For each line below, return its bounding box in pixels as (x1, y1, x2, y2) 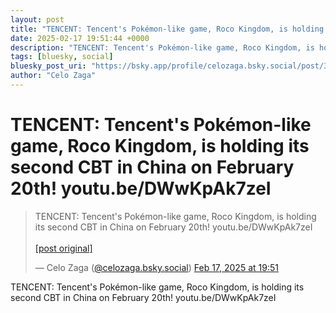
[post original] (34, 242, 93, 254)
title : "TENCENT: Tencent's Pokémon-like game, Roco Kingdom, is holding (10, 24, 325, 34)
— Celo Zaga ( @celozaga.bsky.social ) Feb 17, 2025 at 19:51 (34, 261, 279, 273)
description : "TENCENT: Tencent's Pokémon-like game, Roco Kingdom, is (10, 42, 315, 53)
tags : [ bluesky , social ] (10, 52, 114, 62)
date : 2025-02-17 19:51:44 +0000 (10, 33, 150, 43)
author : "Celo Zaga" (10, 71, 97, 81)
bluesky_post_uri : (10, 61, 87, 71)
